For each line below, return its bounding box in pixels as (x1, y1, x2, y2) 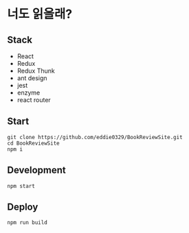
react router (16, 96, 52, 103)
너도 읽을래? (7, 6, 73, 22)
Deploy (7, 201, 38, 213)
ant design (16, 74, 47, 82)
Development (7, 164, 67, 176)
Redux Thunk (16, 66, 55, 75)
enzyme (16, 88, 41, 97)
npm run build (7, 219, 48, 226)
